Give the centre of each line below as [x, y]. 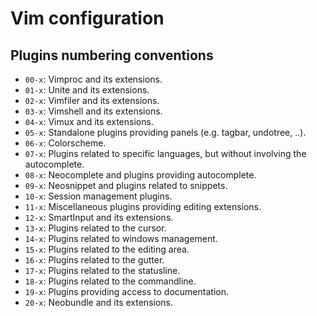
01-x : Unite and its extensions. [87, 90]
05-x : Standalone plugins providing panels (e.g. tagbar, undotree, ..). [165, 132]
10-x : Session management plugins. [98, 196]
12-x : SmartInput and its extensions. [99, 217]
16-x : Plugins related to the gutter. [94, 260]
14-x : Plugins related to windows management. [121, 238]
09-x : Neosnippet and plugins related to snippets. [126, 185]
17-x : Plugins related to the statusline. [102, 270]
